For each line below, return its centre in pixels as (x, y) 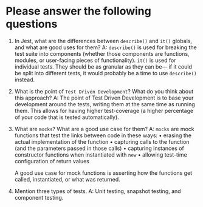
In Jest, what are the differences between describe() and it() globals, (103, 41)
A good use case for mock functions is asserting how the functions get (103, 173)
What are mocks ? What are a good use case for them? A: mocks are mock (104, 129)
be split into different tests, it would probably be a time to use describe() (105, 73)
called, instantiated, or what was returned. (67, 179)
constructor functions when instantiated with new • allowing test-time (101, 154)
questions (32, 24)
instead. (25, 80)
